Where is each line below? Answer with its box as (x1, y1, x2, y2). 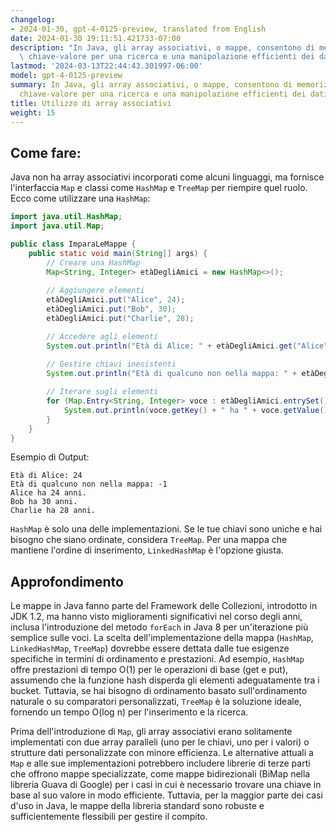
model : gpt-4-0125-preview (10, 71, 123, 81)
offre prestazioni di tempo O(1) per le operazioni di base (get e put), (10, 664, 289, 676)
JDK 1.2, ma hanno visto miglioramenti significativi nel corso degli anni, (10, 611, 303, 623)
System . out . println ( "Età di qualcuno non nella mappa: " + (46, 369, 298, 379)
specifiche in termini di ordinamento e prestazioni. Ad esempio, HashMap (10, 653, 305, 665)
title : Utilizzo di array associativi (10, 98, 172, 108)
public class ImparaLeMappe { (10, 239, 137, 249)
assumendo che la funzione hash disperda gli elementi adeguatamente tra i (10, 674, 320, 686)
